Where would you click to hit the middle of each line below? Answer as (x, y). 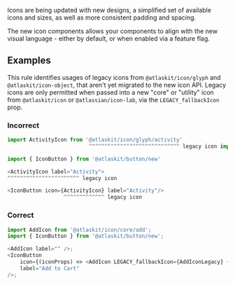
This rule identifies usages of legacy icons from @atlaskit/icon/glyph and (114, 77)
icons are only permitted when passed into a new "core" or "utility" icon (111, 92)
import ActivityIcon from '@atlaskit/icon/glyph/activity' (95, 140)
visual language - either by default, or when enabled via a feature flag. (108, 39)
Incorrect (23, 125)
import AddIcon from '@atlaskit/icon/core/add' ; (79, 230)
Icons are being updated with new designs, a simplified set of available (109, 10)
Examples (29, 61)
